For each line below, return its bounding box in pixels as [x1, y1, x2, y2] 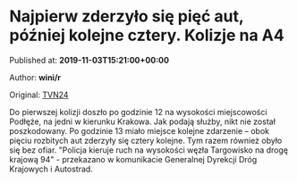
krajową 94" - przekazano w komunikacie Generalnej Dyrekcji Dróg [9, 154, 258, 164]
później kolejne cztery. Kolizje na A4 [9, 25, 284, 46]
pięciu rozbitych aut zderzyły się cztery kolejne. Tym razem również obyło [9, 135, 283, 146]
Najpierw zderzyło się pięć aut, [9, 6, 244, 27]
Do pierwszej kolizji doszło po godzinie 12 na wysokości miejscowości [9, 106, 267, 117]
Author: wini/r [9, 71, 61, 82]
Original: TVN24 [9, 89, 69, 100]
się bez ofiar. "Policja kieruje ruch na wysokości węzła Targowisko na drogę [9, 145, 289, 155]
